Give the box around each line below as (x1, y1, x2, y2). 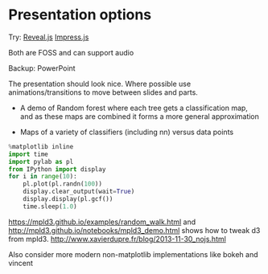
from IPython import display (8, 165, 106, 174)
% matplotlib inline (8, 142, 74, 150)
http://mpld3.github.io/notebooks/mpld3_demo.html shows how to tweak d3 (8, 225, 261, 235)
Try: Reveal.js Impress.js (8, 32, 89, 42)
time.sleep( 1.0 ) (23, 202, 78, 211)
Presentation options (8, 6, 152, 24)
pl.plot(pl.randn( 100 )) (23, 180, 103, 188)
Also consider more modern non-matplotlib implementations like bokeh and (8, 249, 258, 259)
